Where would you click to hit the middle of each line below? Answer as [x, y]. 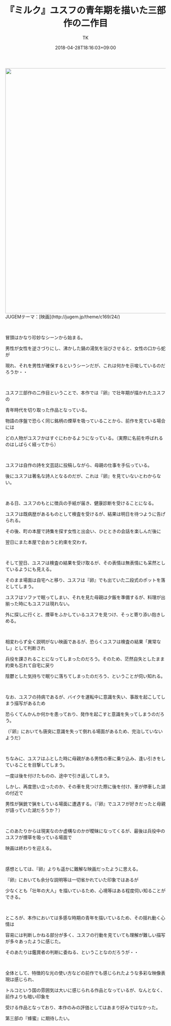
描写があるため [30, 703]
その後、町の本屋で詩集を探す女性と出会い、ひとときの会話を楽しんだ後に [83, 531]
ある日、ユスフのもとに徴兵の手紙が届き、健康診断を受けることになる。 [81, 503]
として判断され [30, 648]
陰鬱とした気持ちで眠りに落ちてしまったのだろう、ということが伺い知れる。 [85, 676]
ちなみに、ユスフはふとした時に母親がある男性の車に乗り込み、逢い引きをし [85, 758]
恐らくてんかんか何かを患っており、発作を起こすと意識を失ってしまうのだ [83, 714]
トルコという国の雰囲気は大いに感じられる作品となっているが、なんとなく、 [85, 990]
